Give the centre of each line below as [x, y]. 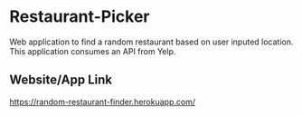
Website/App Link [61, 80]
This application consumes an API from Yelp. [93, 51]
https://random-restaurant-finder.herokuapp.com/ [103, 101]
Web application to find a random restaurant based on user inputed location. [151, 42]
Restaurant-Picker [80, 17]
